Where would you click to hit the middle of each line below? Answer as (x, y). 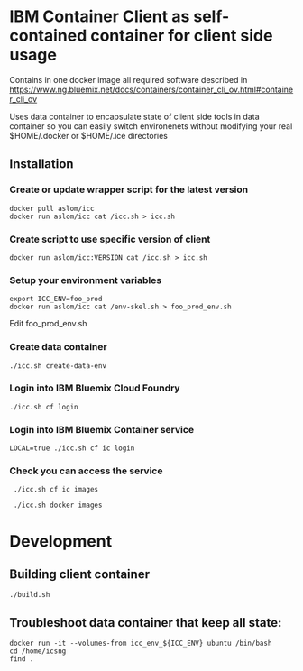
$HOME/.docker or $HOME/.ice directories (89, 135)
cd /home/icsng (38, 651)
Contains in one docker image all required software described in (129, 79)
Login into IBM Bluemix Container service (102, 429)
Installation (41, 164)
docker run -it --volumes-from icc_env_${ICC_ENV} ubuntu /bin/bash (141, 643)
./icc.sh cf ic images (56, 490)
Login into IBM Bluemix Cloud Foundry (95, 388)
